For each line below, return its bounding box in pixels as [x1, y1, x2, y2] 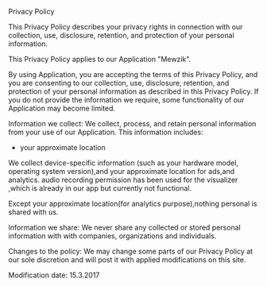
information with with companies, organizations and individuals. [8, 231, 217, 241]
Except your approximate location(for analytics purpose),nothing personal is [8, 199, 257, 208]
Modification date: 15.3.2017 [8, 270, 100, 280]
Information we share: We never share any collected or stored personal [8, 222, 241, 232]
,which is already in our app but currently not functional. [8, 184, 192, 193]
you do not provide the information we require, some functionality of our [8, 95, 245, 104]
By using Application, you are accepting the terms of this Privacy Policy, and [8, 70, 258, 79]
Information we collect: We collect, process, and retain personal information [8, 119, 257, 128]
